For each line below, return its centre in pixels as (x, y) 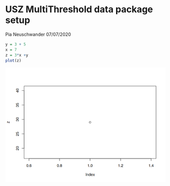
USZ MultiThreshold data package (79, 9)
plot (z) (13, 60)
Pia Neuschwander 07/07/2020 (38, 34)
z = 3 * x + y (17, 55)
